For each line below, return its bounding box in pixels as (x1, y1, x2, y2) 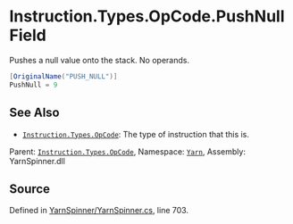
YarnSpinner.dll (9, 155, 65, 166)
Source (9, 181, 51, 196)
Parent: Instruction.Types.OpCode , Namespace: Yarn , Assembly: (9, 145, 246, 157)
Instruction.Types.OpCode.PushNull (9, 6, 285, 27)
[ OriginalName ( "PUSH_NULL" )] (9, 71, 118, 81)
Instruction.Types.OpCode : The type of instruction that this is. (21, 129, 250, 139)
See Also (9, 105, 60, 120)
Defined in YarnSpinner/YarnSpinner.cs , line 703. (9, 205, 189, 216)
